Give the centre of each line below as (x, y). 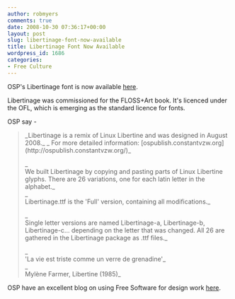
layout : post (27, 34)
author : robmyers (33, 14)
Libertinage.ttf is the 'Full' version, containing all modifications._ (117, 201)
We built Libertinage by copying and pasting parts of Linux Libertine (124, 171)
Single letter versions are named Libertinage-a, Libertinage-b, (115, 223)
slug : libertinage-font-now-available (64, 40)
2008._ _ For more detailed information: (82, 143)
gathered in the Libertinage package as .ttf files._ (96, 238)
